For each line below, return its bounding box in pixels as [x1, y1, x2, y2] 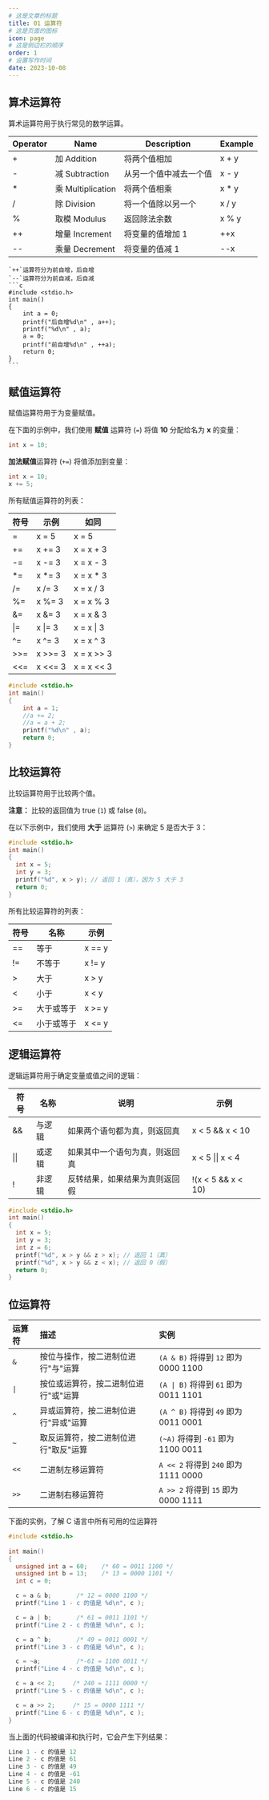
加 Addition [54, 153, 98, 164]
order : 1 [8, 49, 38, 57]
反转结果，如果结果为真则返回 [67, 1173, 180, 1184]
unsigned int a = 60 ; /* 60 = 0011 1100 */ [15, 1562, 174, 1571]
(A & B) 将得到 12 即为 [159, 1352, 243, 1364]
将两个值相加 [123, 153, 172, 164]
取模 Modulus [54, 213, 106, 225]
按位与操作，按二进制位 [39, 1351, 128, 1362]
